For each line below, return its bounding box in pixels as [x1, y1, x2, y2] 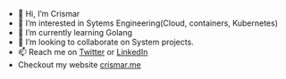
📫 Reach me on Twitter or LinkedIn [17, 47, 148, 57]
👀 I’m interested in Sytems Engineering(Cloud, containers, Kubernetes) [17, 18, 279, 28]
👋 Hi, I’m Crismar [17, 9, 80, 19]
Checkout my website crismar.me [17, 59, 141, 70]
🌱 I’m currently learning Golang [17, 28, 132, 37]
